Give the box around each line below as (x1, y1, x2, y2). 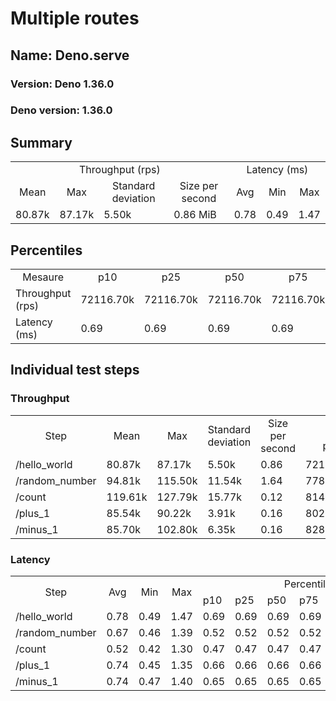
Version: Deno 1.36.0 (10, 77, 115, 91)
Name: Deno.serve (10, 47, 130, 64)
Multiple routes (10, 7, 140, 30)
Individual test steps (10, 362, 140, 379)
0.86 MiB (173, 208, 217, 222)
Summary (10, 134, 73, 151)
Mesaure (22, 270, 65, 284)
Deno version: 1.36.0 (10, 103, 113, 117)
